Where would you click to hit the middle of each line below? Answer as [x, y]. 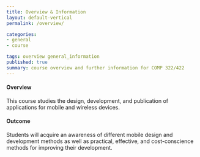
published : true [27, 62]
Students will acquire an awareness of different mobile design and [90, 135]
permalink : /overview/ [35, 23]
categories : [21, 34]
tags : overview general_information [53, 57]
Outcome [18, 121]
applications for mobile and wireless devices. [63, 107]
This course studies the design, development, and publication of [87, 100]
